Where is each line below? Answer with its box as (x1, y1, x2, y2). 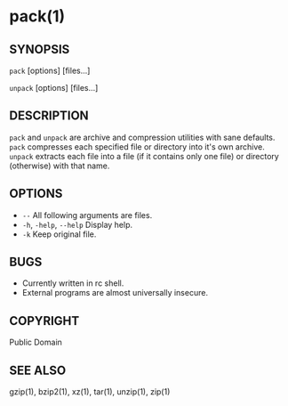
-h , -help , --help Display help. (21, 219, 133, 230)
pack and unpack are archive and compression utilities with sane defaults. (9, 132, 276, 142)
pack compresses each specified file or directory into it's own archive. (9, 141, 265, 152)
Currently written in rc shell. (21, 278, 124, 288)
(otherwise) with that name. (9, 160, 110, 171)
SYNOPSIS (9, 42, 70, 57)
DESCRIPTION (9, 109, 89, 124)
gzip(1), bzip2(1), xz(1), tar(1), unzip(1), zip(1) (9, 386, 171, 397)
